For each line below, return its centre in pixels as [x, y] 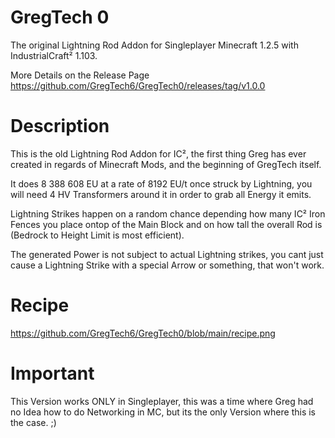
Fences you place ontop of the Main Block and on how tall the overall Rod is [166, 224]
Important [52, 373]
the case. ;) [33, 422]
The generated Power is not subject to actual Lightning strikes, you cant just [167, 254]
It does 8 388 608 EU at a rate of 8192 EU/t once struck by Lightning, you [161, 183]
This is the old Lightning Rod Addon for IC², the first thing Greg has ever [158, 153]
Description [60, 126]
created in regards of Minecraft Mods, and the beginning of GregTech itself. [166, 164]
